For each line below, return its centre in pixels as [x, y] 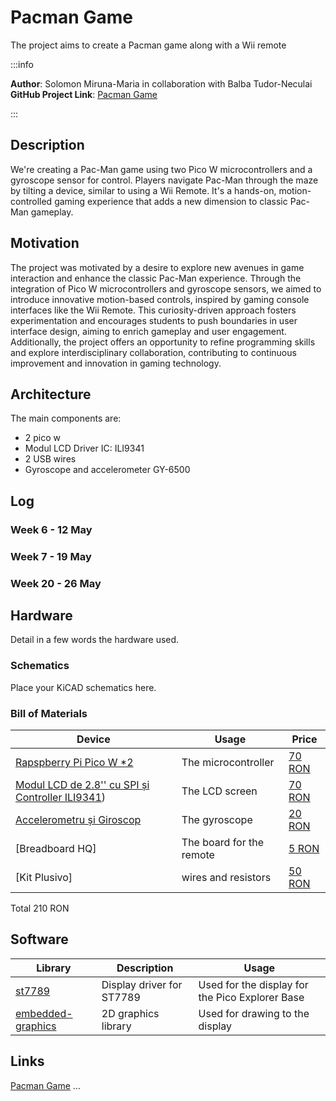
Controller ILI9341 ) [61, 797]
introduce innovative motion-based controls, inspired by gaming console [160, 299]
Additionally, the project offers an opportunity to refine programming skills [163, 342]
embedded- [44, 1013]
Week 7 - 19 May [51, 556]
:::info [22, 64]
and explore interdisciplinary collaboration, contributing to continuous [153, 352]
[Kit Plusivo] [44, 877]
